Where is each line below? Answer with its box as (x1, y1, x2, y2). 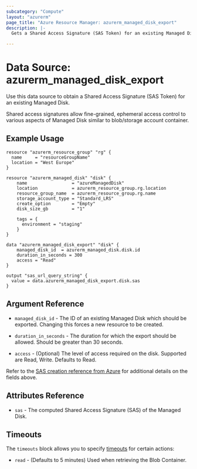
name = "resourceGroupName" (11, 154, 91, 160)
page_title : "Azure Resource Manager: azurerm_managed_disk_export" (6, 19, 177, 25)
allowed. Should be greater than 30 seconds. (14, 339, 124, 346)
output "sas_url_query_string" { (6, 273, 88, 279)
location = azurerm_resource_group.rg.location (16, 185, 167, 191)
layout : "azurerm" (6, 14, 51, 20)
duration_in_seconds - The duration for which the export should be (14, 332, 177, 339)
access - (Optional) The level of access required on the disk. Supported (14, 350, 186, 357)
